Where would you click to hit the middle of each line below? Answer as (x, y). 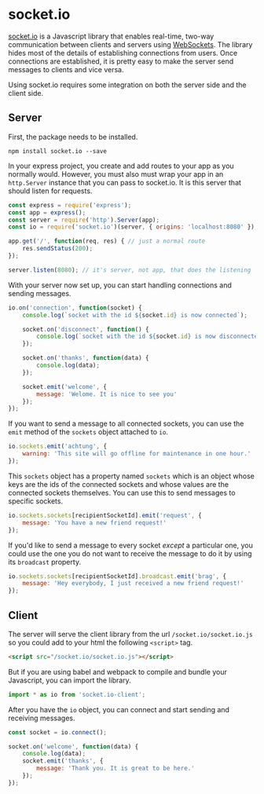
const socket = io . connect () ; (58, 732)
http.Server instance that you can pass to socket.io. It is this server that (125, 182)
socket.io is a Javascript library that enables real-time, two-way (111, 36)
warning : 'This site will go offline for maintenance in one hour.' (137, 454)
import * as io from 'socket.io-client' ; (77, 694)
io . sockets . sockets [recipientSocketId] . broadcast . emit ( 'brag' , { (117, 576)
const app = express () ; (47, 212)
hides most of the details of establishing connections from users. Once (123, 53)
